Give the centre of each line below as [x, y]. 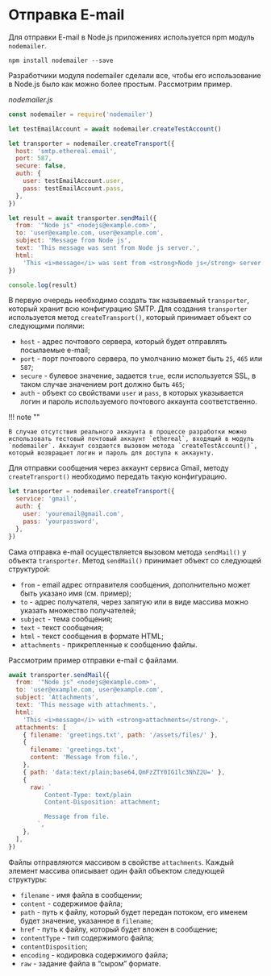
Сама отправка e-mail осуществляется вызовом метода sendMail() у [127, 552]
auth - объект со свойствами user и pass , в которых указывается [131, 393]
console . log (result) [43, 285]
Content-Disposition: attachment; [102, 802]
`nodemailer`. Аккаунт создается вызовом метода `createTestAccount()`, [133, 446]
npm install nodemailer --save [61, 60]
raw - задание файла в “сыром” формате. [90, 963]
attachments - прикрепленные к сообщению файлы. [108, 644]
